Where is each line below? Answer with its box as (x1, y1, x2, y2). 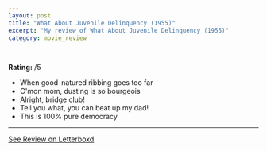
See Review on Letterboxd (8, 134, 95, 144)
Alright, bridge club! (19, 95, 85, 104)
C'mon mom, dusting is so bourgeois (19, 87, 141, 96)
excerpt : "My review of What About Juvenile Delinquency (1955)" (8, 26, 229, 34)
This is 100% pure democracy (19, 112, 118, 122)
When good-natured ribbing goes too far (19, 78, 153, 87)
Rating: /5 (8, 63, 41, 72)
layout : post (8, 11, 52, 20)
